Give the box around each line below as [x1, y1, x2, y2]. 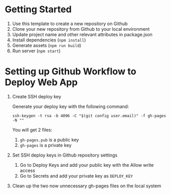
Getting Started [5, 4, 72, 15]
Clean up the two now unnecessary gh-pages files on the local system [12, 183, 162, 189]
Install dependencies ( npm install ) [12, 37, 87, 43]
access [19, 167, 35, 174]
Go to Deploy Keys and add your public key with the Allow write [19, 162, 154, 168]
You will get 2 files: [12, 126, 52, 133]
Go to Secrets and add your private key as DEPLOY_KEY [19, 173, 133, 179]
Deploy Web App [5, 77, 78, 88]
